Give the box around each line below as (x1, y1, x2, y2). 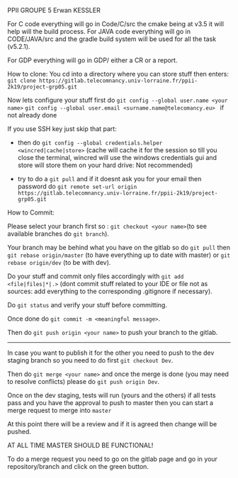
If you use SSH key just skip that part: (7, 125, 117, 133)
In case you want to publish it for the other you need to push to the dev (7, 348, 215, 357)
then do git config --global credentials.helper (17, 138, 163, 147)
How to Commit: (7, 208, 55, 217)
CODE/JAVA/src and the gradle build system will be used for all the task (7, 35, 217, 43)
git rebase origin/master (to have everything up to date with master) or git (7, 251, 231, 259)
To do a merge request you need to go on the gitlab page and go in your (7, 455, 218, 463)
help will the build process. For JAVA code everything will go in (7, 28, 191, 35)
